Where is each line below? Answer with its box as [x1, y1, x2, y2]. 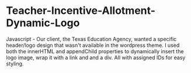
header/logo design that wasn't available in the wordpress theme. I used [6, 42, 180, 49]
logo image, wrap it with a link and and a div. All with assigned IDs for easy [6, 54, 186, 61]
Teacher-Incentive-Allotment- [6, 4, 156, 17]
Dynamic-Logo [6, 16, 80, 30]
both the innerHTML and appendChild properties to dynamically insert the [6, 48, 184, 54]
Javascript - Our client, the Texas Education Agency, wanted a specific [6, 35, 177, 42]
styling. [6, 60, 24, 67]
